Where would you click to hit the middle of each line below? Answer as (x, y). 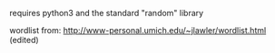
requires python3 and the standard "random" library (107, 13)
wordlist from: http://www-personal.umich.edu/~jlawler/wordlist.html (138, 30)
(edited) (24, 40)
